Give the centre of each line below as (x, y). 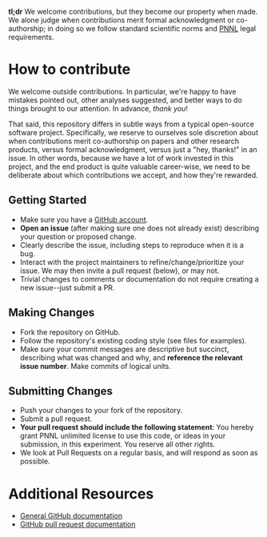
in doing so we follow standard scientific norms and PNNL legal (152, 28)
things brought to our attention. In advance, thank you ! (98, 108)
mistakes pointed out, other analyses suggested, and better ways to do (125, 100)
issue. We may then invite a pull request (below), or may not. (120, 271)
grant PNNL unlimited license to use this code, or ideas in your (123, 436)
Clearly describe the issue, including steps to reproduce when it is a (132, 245)
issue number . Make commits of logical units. (96, 366)
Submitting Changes (61, 391)
